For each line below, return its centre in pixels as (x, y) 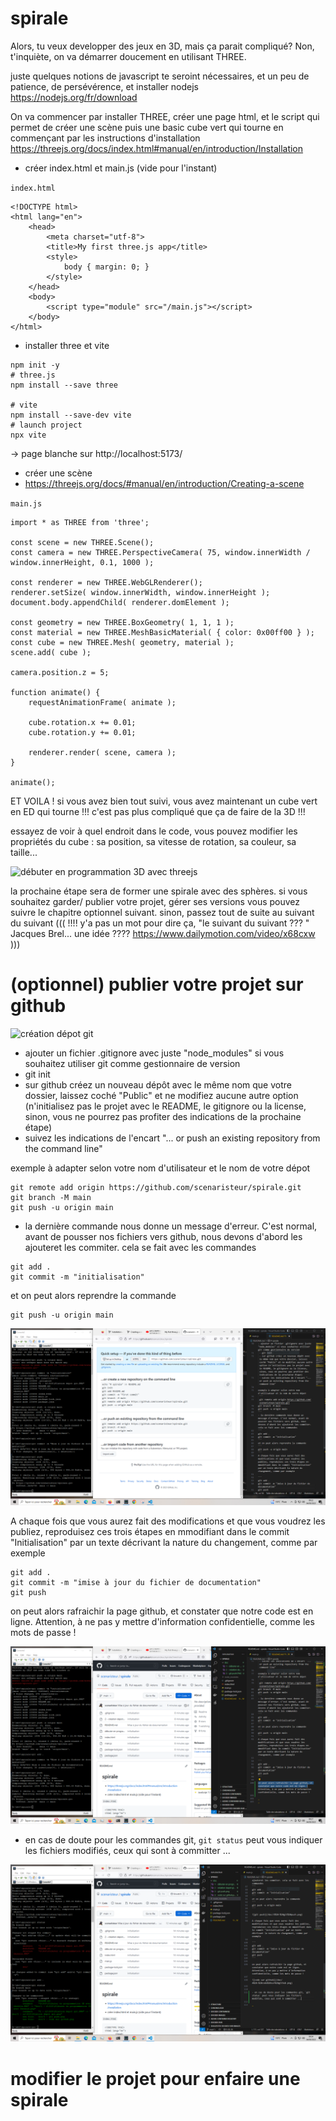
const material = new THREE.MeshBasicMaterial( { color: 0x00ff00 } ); (162, 632)
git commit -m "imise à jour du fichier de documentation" (136, 1583)
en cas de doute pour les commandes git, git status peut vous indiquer (173, 1839)
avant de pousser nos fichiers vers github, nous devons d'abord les (163, 1236)
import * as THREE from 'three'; (80, 522)
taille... (24, 852)
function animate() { (55, 692)
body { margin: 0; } (106, 267)
